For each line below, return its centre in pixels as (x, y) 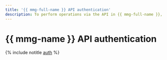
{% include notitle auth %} (33, 53)
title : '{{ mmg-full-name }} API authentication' (58, 10)
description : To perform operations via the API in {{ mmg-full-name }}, (84, 14)
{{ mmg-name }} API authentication (81, 39)
